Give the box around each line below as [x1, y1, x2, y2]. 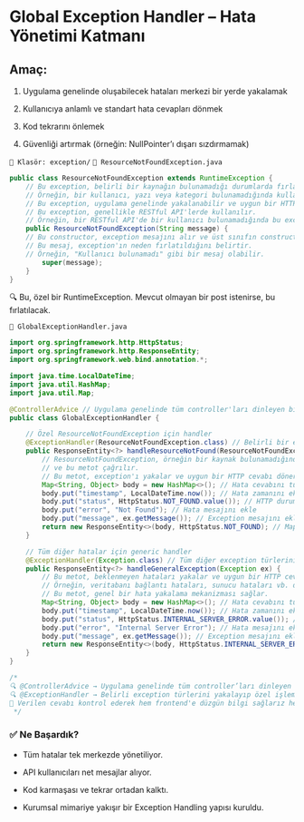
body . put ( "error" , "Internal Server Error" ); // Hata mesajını [42, 623, 285, 632]
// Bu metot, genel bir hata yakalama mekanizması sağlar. [42, 590, 270, 599]
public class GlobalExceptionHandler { [9, 413, 160, 423]
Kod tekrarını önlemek [22, 121, 105, 132]
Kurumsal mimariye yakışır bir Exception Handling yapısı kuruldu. [22, 801, 264, 813]
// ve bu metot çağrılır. [42, 463, 140, 473]
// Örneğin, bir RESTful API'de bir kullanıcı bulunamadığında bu [25, 216, 281, 225]
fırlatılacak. [9, 305, 52, 316]
